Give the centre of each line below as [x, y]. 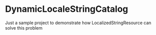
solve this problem [24, 28]
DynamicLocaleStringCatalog [67, 9]
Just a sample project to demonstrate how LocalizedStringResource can [78, 23]
